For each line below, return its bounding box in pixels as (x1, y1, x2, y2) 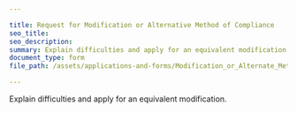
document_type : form (9, 54, 86, 63)
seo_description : (9, 37, 73, 46)
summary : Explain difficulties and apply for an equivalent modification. (9, 45, 291, 54)
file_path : (9, 62, 49, 71)
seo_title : (9, 28, 49, 38)
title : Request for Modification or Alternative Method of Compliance (9, 20, 275, 29)
